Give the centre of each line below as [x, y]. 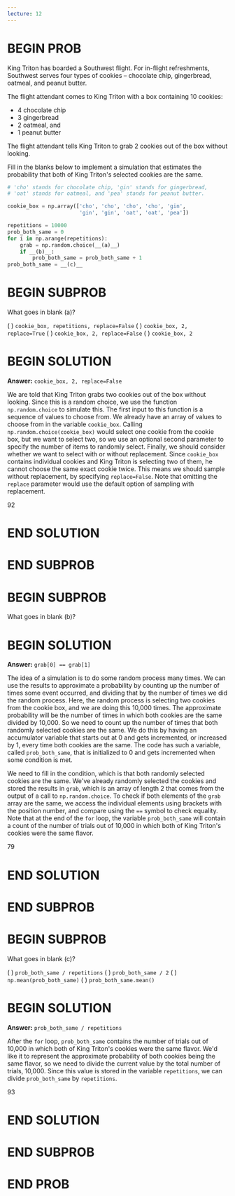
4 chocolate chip [42, 110]
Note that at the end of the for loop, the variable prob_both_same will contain [116, 818]
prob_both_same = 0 [36, 232]
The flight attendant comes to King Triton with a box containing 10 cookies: [115, 96]
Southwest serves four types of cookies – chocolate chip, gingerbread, [109, 75]
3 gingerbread [38, 117]
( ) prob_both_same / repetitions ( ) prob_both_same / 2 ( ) [92, 972]
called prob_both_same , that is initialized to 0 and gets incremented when [111, 753]
